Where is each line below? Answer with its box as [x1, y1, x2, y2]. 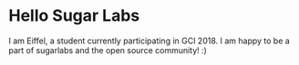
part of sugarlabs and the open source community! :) [8, 44, 207, 55]
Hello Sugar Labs [8, 5, 140, 26]
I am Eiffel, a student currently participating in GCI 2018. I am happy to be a [8, 35, 291, 46]
